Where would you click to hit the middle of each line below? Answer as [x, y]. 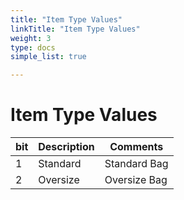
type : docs [33, 47]
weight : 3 [31, 38]
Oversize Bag [136, 180]
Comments [136, 147]
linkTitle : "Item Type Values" [75, 29]
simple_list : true [48, 57]
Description [66, 147]
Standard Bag [136, 164]
